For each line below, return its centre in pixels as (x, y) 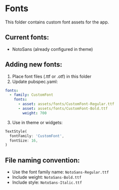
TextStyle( (16, 131)
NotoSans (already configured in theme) (52, 49)
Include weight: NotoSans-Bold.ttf (47, 177)
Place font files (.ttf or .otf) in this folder (52, 76)
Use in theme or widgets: (37, 122)
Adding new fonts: (34, 65)
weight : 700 (35, 113)
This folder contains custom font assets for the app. (57, 22)
